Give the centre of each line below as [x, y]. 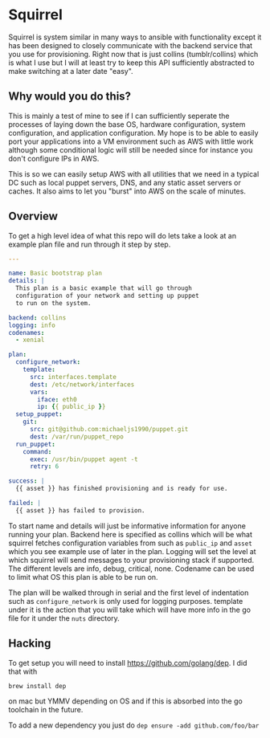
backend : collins [37, 318]
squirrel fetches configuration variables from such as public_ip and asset [131, 543]
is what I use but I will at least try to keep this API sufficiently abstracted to [131, 63]
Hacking [30, 644]
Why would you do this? [70, 97]
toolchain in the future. [46, 709]
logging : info [32, 325]
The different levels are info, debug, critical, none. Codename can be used [131, 569]
